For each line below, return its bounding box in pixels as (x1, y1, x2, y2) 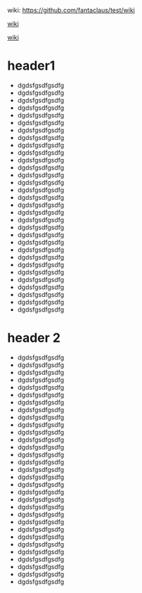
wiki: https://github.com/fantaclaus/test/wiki (7, 6, 135, 14)
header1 (7, 58, 56, 74)
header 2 (7, 330, 61, 346)
